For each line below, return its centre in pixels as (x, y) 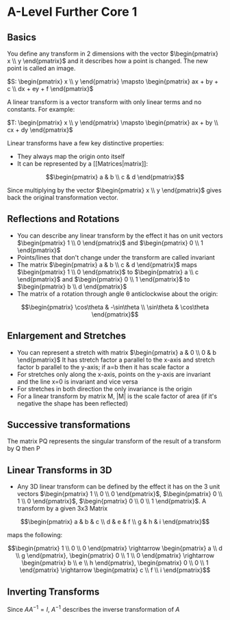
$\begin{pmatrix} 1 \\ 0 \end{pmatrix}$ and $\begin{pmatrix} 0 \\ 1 (110, 243)
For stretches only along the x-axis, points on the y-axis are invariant (114, 374)
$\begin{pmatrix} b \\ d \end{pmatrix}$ (72, 286)
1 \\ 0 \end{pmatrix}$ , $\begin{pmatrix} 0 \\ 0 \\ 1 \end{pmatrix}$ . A (112, 501)
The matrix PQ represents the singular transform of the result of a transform (114, 441)
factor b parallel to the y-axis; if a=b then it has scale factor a (103, 367)
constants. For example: (41, 109)
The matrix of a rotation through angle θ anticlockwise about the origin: (117, 294)
